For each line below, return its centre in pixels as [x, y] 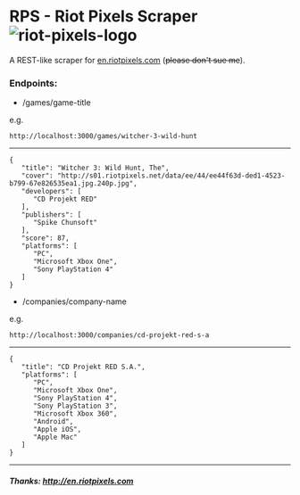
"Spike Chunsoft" [65, 223]
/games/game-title [56, 103]
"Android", [53, 422]
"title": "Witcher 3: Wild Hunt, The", [95, 168]
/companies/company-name [74, 301]
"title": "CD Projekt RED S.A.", [83, 367]
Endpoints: [33, 83]
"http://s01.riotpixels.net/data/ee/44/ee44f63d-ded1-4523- [171, 176]
